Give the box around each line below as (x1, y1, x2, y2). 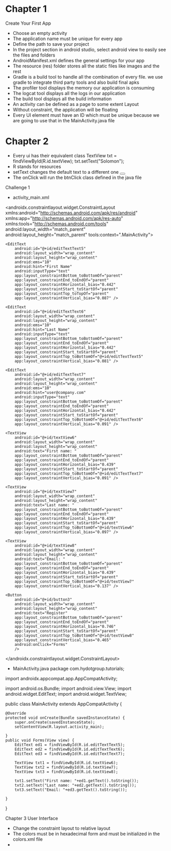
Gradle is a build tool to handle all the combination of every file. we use (12, 74, 163, 80)
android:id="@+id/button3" (14, 597, 72, 602)
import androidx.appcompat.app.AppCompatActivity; (5, 675, 118, 681)
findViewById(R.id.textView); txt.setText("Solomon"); (12, 158, 125, 164)
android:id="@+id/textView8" (14, 543, 77, 548)
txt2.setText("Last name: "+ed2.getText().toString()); (14, 783, 137, 788)
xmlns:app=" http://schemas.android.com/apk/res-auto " (5, 215, 123, 221)
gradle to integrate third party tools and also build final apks (12, 79, 140, 85)
